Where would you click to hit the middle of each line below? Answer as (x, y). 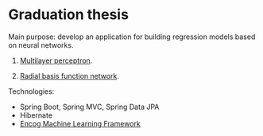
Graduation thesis (69, 15)
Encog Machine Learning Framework (80, 123)
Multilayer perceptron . (56, 60)
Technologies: (31, 91)
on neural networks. (41, 45)
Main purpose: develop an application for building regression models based (132, 37)
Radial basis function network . (69, 76)
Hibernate (36, 115)
